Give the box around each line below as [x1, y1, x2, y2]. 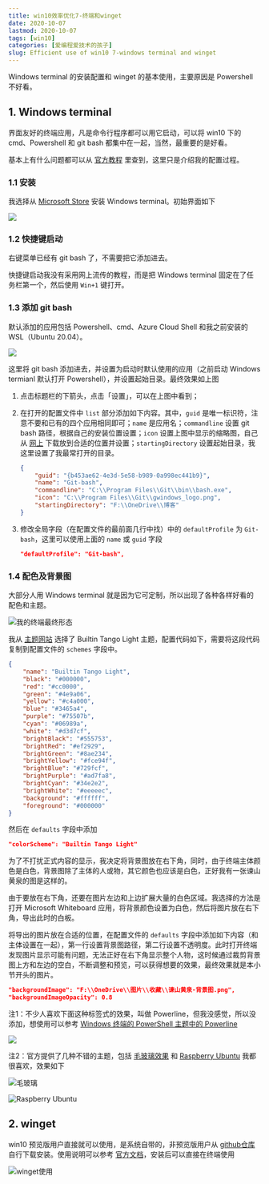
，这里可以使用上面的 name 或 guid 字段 [34, 534, 163, 544]
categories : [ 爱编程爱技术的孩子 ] [8, 42, 113, 50]
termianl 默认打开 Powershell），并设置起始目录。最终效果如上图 [8, 374, 219, 383]
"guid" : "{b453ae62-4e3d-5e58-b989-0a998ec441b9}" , [34, 472, 211, 480]
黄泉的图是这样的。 [8, 876, 72, 885]
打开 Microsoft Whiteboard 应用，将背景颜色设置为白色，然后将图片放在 [8, 903, 246, 913]
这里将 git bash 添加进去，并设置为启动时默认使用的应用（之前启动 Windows [8, 363, 261, 373]
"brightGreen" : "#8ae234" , [22, 749, 113, 757]
